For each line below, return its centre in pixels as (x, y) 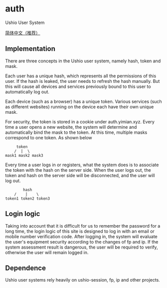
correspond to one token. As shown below (49, 137)
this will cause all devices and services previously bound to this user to (78, 86)
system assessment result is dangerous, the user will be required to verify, (82, 247)
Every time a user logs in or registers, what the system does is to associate (82, 165)
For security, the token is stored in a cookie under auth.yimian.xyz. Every (80, 122)
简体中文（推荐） (23, 32)
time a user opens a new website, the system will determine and (71, 127)
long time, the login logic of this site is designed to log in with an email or (80, 231)
